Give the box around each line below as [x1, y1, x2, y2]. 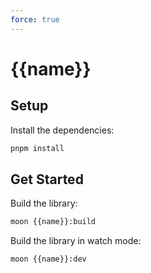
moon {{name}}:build [10, 217, 97, 227]
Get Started [10, 171, 84, 188]
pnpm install [10, 143, 65, 153]
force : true [10, 14, 60, 25]
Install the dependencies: [10, 124, 115, 136]
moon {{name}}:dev [10, 254, 87, 265]
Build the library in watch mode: [10, 235, 142, 247]
